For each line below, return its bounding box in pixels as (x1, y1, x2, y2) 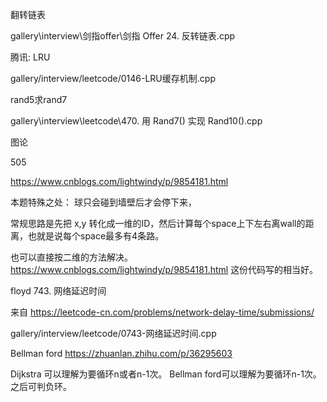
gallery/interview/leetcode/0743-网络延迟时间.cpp (10, 328, 217, 339)
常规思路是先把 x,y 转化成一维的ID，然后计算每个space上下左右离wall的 (10, 218, 306, 229)
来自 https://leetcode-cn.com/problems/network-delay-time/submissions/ (10, 306, 315, 318)
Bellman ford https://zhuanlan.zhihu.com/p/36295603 (10, 348, 233, 359)
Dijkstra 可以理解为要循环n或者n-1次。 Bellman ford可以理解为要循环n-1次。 (10, 368, 322, 380)
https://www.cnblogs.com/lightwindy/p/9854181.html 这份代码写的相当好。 (10, 264, 319, 275)
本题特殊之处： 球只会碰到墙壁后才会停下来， (10, 196, 197, 208)
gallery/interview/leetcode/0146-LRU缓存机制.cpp (10, 73, 216, 84)
